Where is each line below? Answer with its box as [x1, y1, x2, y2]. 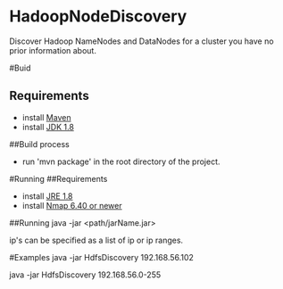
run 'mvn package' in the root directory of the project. [21, 156, 221, 167]
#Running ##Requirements [9, 173, 108, 184]
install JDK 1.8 [21, 121, 74, 132]
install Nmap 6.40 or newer [21, 200, 122, 211]
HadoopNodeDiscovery [9, 6, 187, 27]
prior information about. [9, 45, 96, 55]
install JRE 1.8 [21, 190, 73, 202]
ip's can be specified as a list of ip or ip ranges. [9, 235, 184, 245]
